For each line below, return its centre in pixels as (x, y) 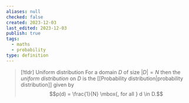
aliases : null (24, 11)
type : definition (27, 55)
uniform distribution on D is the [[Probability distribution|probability (102, 78)
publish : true (24, 34)
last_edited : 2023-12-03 (37, 28)
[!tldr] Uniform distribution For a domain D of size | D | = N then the (100, 72)
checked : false (25, 17)
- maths (21, 45)
